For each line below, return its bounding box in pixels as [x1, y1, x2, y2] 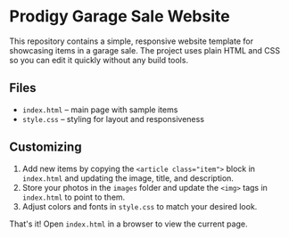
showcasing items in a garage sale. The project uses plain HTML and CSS [9, 45, 281, 55]
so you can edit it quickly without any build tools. [9, 54, 189, 65]
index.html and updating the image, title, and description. [21, 172, 235, 184]
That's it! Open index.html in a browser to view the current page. [9, 218, 248, 229]
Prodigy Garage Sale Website [9, 6, 230, 27]
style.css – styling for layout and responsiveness [21, 113, 205, 124]
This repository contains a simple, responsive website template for [9, 36, 254, 46]
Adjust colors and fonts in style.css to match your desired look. [21, 201, 258, 211]
